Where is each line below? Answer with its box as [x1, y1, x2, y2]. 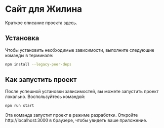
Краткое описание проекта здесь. [5, 20, 78, 26]
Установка [5, 34, 40, 42]
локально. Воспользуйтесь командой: [5, 94, 85, 99]
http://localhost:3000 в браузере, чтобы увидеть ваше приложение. [5, 117, 147, 124]
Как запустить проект [5, 75, 77, 84]
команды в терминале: [5, 52, 53, 58]
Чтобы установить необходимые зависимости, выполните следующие [5, 47, 155, 53]
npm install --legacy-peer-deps [5, 62, 72, 67]
